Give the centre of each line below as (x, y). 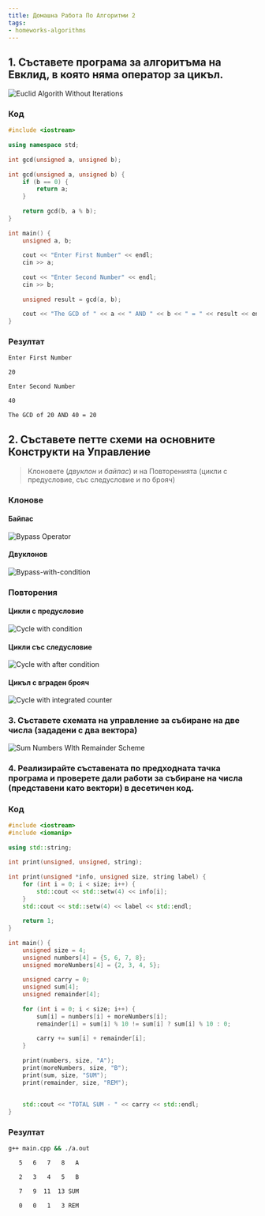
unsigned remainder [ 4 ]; (62, 995)
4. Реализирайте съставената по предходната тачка (114, 768)
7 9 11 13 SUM (49, 1191)
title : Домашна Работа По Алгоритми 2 (72, 15)
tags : (17, 23)
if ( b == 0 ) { (45, 182)
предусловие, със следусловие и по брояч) (101, 480)
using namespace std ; (44, 145)
